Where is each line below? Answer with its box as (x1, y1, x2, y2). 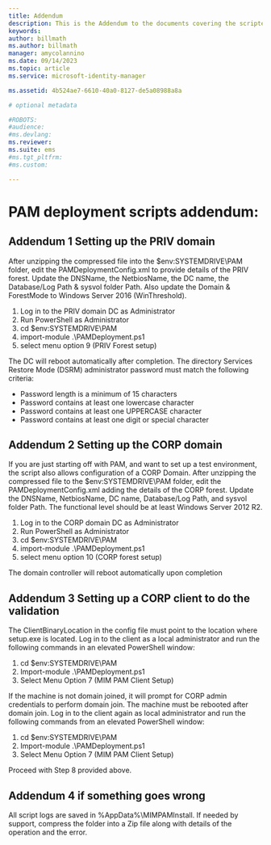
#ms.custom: (8, 161, 48, 169)
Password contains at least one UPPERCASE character (19, 406, 202, 416)
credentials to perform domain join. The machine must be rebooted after (8, 700, 248, 709)
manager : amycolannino (8, 49, 85, 57)
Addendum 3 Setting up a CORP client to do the (8, 591, 250, 605)
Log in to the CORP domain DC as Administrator (19, 518, 179, 528)
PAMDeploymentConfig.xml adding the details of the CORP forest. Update (8, 486, 254, 495)
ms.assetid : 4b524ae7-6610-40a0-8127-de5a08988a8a (8, 86, 182, 95)
